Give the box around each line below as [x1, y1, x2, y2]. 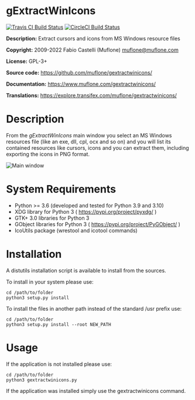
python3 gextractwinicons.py [6, 377, 77, 383]
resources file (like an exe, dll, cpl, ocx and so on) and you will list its [6, 138, 171, 145]
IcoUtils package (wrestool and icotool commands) [14, 227, 138, 234]
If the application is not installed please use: [6, 360, 112, 368]
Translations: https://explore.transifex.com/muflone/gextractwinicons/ [6, 92, 177, 99]
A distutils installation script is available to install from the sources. [6, 267, 166, 274]
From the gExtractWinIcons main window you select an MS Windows [6, 132, 172, 139]
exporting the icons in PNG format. [6, 150, 90, 157]
